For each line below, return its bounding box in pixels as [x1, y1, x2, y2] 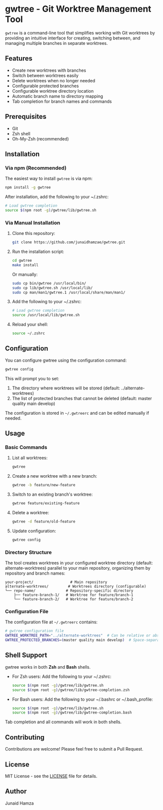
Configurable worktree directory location [12, 88, 94, 94]
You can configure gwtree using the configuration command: [5, 357, 127, 363]
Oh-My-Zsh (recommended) [12, 135, 69, 142]
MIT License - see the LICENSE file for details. [5, 773, 98, 779]
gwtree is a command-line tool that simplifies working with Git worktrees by [5, 30, 155, 36]
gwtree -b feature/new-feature [12, 482, 76, 488]
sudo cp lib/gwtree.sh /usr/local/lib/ [12, 285, 93, 290]
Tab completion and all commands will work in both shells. [5, 719, 122, 725]
